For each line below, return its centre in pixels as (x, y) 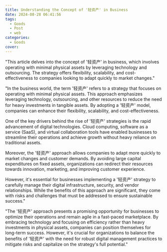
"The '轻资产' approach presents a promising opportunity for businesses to (82, 211)
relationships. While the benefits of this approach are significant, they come (83, 190)
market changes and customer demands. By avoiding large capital (73, 158)
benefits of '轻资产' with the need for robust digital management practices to (84, 239)
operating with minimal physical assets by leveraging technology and (76, 67)
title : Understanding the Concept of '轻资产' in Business (67, 10)
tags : (11, 19)
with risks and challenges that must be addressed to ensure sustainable (79, 196)
